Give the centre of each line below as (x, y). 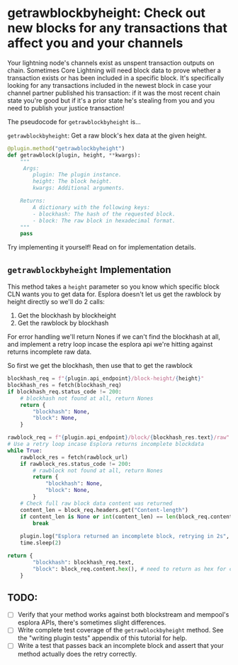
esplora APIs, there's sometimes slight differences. (92, 622)
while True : (25, 451)
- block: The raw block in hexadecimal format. (104, 220)
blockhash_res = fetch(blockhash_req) (64, 385)
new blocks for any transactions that (118, 28)
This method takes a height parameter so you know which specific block (114, 287)
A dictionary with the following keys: (92, 207)
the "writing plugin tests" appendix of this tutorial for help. (102, 638)
